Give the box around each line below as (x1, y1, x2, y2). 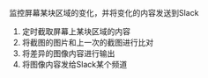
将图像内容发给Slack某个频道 (21, 60, 128, 69)
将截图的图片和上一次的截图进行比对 (21, 38, 154, 47)
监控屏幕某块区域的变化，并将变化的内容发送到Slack (9, 8, 199, 18)
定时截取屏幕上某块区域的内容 (21, 26, 130, 37)
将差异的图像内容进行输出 (21, 48, 115, 59)
